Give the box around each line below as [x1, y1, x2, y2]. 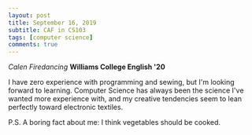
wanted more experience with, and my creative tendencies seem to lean [8, 94, 243, 104]
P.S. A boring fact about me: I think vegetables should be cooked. [8, 118, 221, 127]
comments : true [8, 41, 58, 49]
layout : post [8, 11, 51, 20]
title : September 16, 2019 [8, 19, 97, 27]
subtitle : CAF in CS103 [8, 26, 87, 34]
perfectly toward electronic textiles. [8, 103, 124, 112]
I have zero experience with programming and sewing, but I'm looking [8, 78, 235, 87]
